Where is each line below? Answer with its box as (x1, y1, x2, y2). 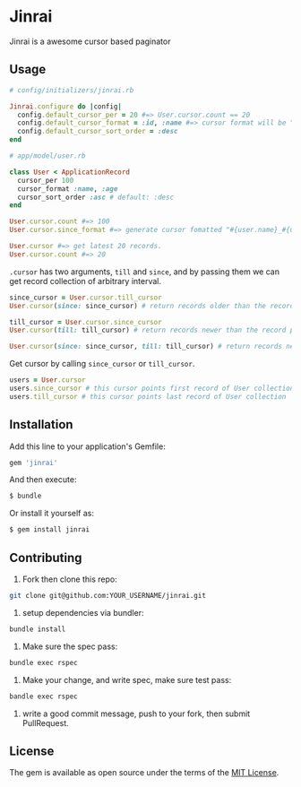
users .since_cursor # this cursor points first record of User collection (9, 384, 295, 393)
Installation (9, 417, 73, 432)
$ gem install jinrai (9, 525, 90, 534)
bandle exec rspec (9, 692, 78, 701)
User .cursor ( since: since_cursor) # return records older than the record (9, 301, 295, 310)
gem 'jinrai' (9, 458, 58, 467)
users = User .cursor (9, 376, 87, 385)
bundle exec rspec (9, 658, 78, 667)
